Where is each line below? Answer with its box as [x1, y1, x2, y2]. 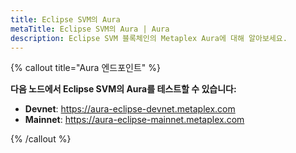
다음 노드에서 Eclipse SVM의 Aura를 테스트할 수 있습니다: [10, 83, 237, 95]
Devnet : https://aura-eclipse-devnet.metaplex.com [24, 103, 236, 115]
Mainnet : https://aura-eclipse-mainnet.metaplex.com [24, 114, 245, 126]
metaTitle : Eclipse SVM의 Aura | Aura [10, 24, 170, 34]
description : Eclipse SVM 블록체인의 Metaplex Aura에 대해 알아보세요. [10, 33, 288, 43]
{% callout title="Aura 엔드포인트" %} [10, 62, 161, 74]
